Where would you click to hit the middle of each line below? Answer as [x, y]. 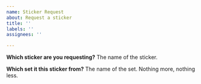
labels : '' [20, 29]
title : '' [19, 23]
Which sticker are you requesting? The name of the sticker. [82, 57]
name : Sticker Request [35, 12]
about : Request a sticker [39, 18]
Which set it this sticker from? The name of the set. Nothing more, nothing [101, 69]
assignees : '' [24, 35]
